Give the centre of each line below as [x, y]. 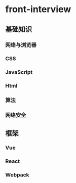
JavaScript [19, 72]
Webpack [17, 175]
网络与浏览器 [21, 45]
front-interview [38, 9]
